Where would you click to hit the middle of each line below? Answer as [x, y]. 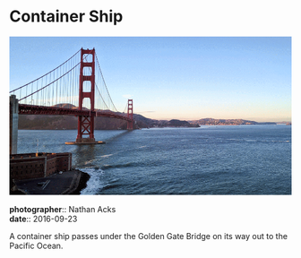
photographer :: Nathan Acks [63, 210]
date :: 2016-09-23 [43, 219]
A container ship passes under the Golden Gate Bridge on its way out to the [149, 236]
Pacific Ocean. [36, 246]
